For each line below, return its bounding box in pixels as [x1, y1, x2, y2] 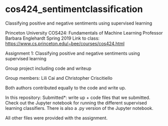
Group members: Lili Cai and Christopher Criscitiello [5, 75, 113, 81]
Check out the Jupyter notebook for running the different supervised [5, 99, 147, 106]
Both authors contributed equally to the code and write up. [5, 84, 126, 91]
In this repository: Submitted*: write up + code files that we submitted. [5, 94, 150, 100]
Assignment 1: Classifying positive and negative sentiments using [5, 50, 140, 56]
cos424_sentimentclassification [5, 4, 143, 15]
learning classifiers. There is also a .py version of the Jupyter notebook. [5, 105, 154, 111]
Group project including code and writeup [5, 65, 92, 71]
